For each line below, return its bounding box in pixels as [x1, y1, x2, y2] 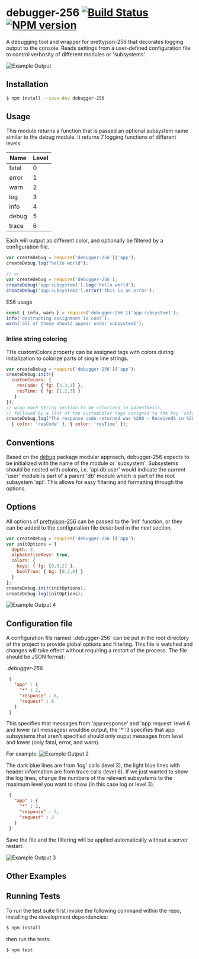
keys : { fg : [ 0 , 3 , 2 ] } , [17, 563, 76, 569]
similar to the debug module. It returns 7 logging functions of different [6, 133, 176, 141]
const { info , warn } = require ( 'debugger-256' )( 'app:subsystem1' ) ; [6, 310, 179, 316]
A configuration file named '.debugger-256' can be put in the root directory [6, 635, 190, 642]
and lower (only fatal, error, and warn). [6, 739, 100, 746]
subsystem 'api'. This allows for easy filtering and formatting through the [6, 479, 184, 486]
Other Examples [6, 871, 67, 881]
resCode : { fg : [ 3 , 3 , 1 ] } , [17, 383, 84, 388]
